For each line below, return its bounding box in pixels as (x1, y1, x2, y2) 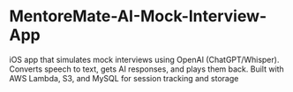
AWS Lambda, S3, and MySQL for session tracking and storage (9, 73, 239, 83)
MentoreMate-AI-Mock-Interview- (9, 6, 267, 27)
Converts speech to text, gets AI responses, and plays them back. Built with (9, 64, 284, 74)
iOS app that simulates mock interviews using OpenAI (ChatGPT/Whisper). (9, 54, 280, 65)
